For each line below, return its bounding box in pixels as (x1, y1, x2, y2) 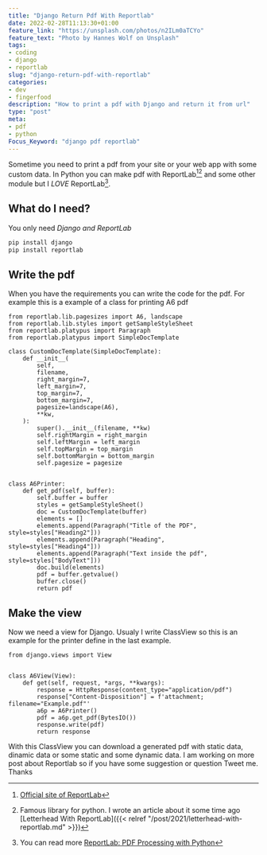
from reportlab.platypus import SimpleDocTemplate (8, 334, 180, 342)
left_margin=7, (37, 383, 87, 391)
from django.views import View (8, 651, 112, 659)
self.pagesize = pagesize (37, 459, 123, 467)
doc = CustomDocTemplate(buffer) (37, 508, 148, 516)
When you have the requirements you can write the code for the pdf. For (8, 289, 245, 299)
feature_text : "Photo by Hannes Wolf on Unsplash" (8, 33, 180, 42)
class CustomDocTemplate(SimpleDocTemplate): (8, 348, 161, 356)
